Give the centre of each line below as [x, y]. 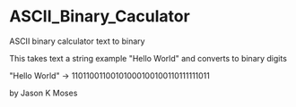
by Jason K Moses [44, 93]
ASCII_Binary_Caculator [100, 16]
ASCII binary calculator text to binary [77, 41]
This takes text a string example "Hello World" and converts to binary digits [148, 58]
